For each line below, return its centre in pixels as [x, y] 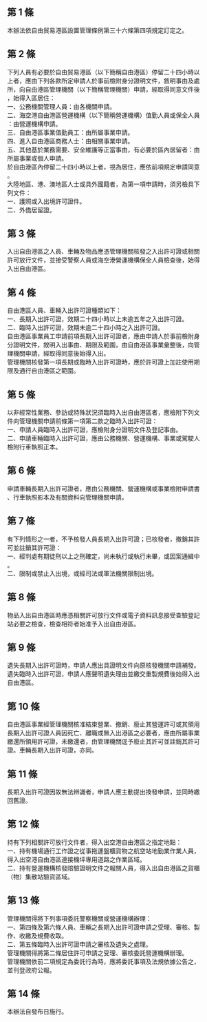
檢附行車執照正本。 [34, 447]
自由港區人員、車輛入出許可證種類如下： [64, 310]
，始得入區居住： [31, 98]
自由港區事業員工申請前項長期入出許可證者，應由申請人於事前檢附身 [103, 336]
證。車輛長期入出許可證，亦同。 [52, 750]
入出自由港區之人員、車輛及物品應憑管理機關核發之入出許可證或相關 [103, 252]
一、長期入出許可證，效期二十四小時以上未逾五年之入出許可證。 [97, 319]
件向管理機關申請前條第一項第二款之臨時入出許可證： [83, 421]
